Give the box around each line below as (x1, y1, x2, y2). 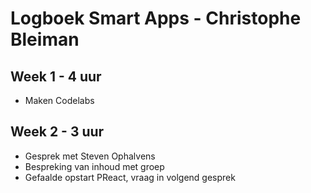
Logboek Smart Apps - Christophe (10, 7, 302, 30)
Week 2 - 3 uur (10, 123, 105, 141)
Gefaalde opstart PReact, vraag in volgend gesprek (24, 171, 236, 183)
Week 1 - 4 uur (10, 68, 102, 85)
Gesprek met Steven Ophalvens (24, 150, 156, 162)
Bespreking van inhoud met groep (24, 160, 165, 172)
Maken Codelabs (24, 95, 95, 106)
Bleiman (10, 28, 80, 51)
